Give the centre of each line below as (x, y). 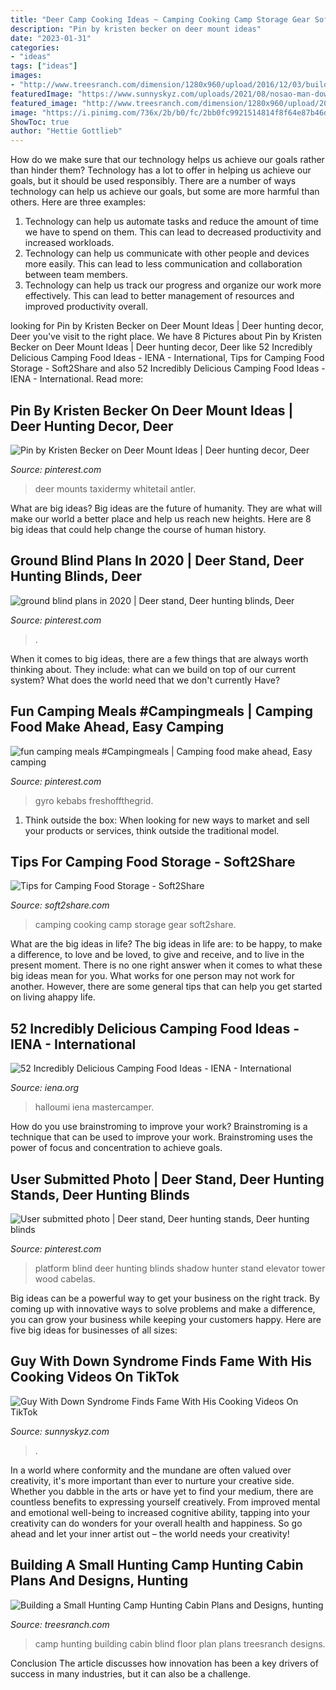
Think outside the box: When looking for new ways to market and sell (167, 820)
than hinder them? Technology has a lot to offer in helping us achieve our (161, 170)
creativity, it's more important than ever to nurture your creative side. (152, 1480)
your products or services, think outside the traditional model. (152, 830)
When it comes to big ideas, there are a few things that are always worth (159, 658)
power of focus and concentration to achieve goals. (116, 1148)
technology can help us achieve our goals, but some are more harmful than (165, 192)
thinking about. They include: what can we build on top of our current (153, 669)
